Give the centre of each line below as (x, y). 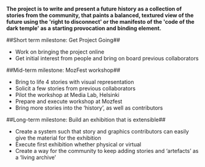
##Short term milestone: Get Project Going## (63, 40)
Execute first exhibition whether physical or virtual (78, 144)
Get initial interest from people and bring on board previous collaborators (107, 58)
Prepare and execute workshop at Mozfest (69, 101)
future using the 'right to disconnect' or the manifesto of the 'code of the (100, 22)
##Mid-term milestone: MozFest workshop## (63, 70)
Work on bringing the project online (60, 52)
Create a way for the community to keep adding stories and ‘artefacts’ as (107, 151)
